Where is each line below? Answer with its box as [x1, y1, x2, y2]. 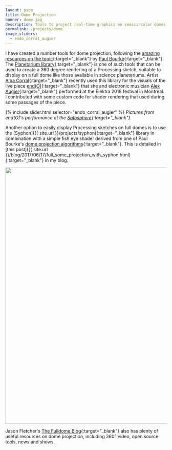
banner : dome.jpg [5, 17, 42, 22]
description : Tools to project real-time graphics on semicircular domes [5, 22, 166, 27]
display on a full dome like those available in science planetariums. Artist [5, 72, 159, 78]
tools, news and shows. [5, 439, 55, 445]
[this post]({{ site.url [5, 146, 48, 152]
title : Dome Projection [5, 12, 56, 17]
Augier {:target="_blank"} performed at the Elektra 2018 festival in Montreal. [5, 88, 165, 94]
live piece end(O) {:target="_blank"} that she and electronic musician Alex [5, 83, 160, 89]
